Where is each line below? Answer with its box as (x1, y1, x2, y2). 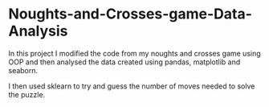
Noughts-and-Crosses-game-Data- (8, 5, 253, 23)
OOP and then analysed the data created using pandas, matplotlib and (8, 57, 241, 67)
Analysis (8, 22, 68, 40)
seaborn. (8, 65, 39, 75)
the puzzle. (8, 89, 46, 99)
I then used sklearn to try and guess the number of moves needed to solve (8, 81, 255, 91)
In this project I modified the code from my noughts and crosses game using (8, 48, 261, 58)
